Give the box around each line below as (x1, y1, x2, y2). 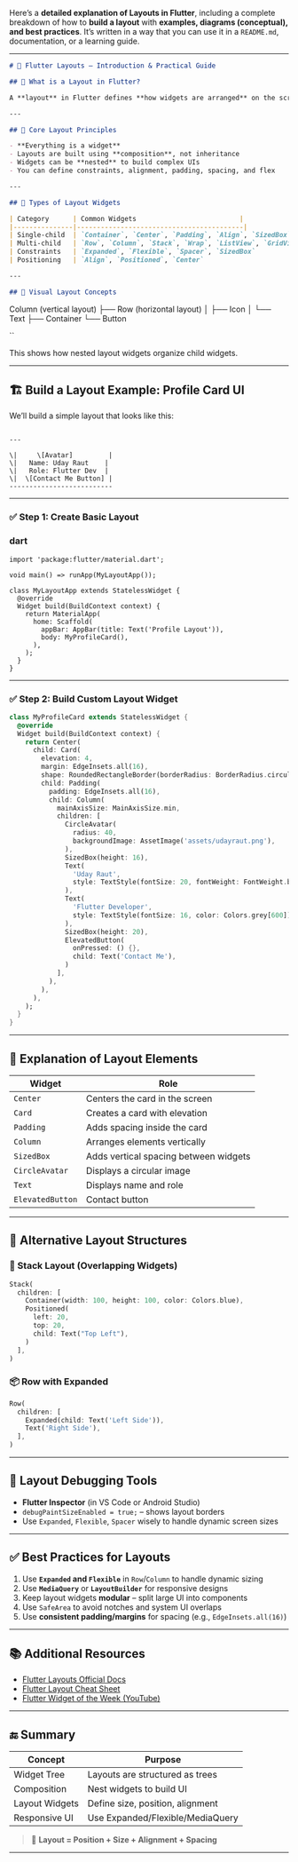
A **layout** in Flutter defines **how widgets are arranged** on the (9, 93, 276, 102)
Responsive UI (13, 1811, 74, 1824)
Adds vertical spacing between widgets (85, 1150, 251, 1162)
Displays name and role (85, 1179, 184, 1192)
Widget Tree (13, 1769, 65, 1781)
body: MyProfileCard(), (41, 632, 129, 642)
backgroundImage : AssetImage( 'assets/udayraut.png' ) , (72, 836, 276, 846)
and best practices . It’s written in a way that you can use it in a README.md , (9, 27, 279, 36)
